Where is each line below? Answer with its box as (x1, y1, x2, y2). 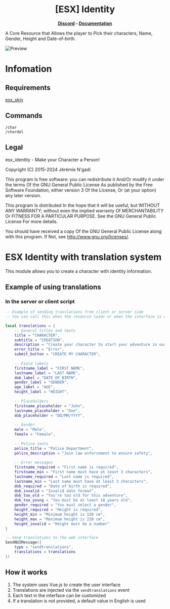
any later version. (5, 192, 41, 198)
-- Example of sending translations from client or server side (5, 309, 144, 315)
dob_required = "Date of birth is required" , (14, 483, 112, 489)
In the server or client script (5, 298, 75, 305)
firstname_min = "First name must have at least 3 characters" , (14, 470, 153, 475)
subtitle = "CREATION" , (14, 337, 65, 343)
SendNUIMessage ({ (5, 540, 42, 545)
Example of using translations (5, 282, 101, 291)
